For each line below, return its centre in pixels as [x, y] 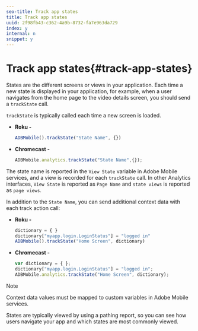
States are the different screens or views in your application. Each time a [95, 85]
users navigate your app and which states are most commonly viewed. [92, 322]
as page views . [24, 190]
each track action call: [33, 208]
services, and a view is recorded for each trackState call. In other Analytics [98, 177]
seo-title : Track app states [42, 12]
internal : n [21, 34]
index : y [17, 28]
